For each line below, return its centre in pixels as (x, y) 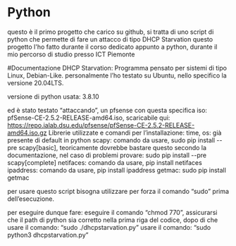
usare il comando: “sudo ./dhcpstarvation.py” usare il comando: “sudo (109, 227)
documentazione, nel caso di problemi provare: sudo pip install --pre (107, 155)
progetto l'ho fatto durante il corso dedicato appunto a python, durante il (112, 47)
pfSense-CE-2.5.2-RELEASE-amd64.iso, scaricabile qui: (89, 118)
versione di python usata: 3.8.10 (54, 97)
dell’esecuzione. (31, 199)
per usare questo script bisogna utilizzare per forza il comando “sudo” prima (118, 191)
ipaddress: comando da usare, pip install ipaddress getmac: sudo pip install (117, 170)
